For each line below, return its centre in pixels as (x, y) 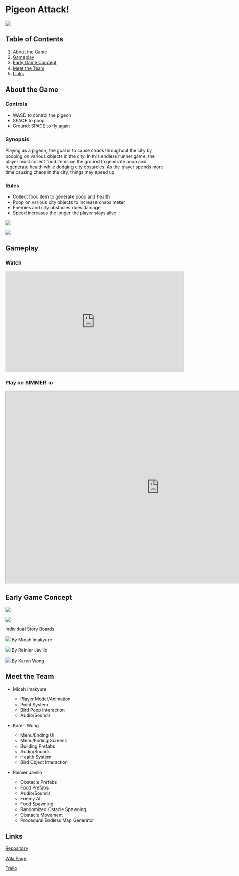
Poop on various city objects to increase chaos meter (69, 202)
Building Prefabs (38, 746)
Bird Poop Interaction (43, 710)
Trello (11, 868)
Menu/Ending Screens (44, 740)
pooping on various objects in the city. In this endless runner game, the (80, 156)
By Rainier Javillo (30, 650)
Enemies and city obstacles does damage (56, 208)
